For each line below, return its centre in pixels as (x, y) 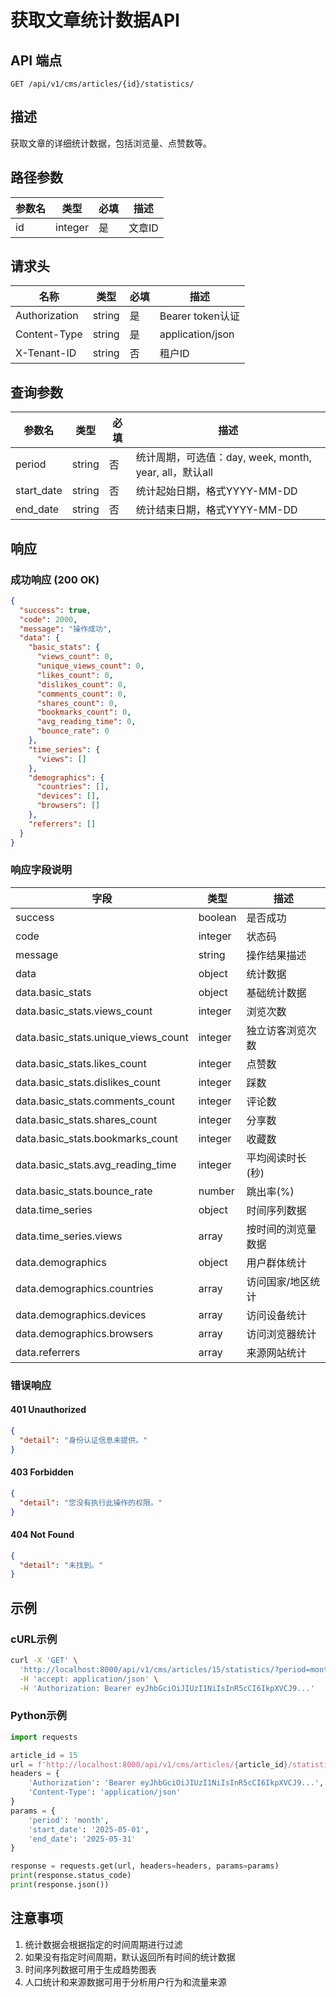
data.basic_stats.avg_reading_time (96, 1164)
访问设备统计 (276, 1315)
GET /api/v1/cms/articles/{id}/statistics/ (102, 84)
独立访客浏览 (276, 1030)
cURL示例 (34, 1639)
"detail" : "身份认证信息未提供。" (83, 1440)
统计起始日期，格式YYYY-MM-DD (216, 491)
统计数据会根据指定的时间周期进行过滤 (103, 1944)
